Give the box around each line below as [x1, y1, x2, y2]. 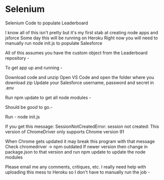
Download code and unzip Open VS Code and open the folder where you [5, 74, 155, 80]
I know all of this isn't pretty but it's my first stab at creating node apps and [5, 29, 159, 35]
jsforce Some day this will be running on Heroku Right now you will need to [5, 35, 158, 41]
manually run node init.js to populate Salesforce [5, 40, 103, 46]
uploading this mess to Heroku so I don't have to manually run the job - [5, 169, 150, 175]
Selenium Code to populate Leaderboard [5, 20, 88, 26]
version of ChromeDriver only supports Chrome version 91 [5, 128, 124, 135]
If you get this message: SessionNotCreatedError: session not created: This [5, 123, 160, 129]
